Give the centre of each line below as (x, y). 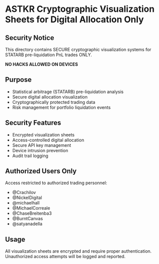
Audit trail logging (30, 156)
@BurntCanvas (28, 219)
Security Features (33, 123)
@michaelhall (26, 203)
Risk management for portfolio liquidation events (61, 107)
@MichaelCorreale (31, 208)
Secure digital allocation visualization (50, 97)
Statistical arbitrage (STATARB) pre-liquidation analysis (68, 92)
